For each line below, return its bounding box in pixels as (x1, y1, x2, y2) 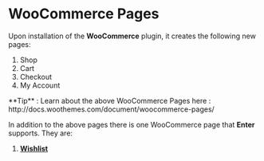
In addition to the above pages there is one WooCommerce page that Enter (8, 120, 255, 129)
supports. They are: (8, 128, 73, 138)
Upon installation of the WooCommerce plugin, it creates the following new (8, 31, 257, 41)
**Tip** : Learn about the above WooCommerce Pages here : (8, 96, 211, 105)
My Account (19, 80, 61, 90)
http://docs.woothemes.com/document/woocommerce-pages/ (8, 104, 215, 114)
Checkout (19, 72, 53, 81)
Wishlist (19, 143, 49, 153)
